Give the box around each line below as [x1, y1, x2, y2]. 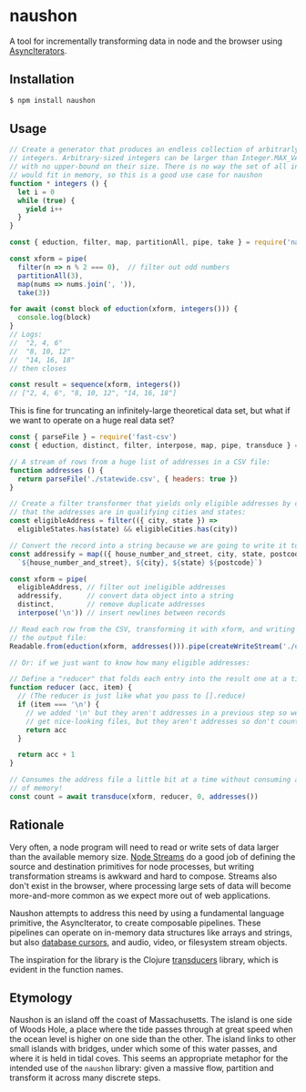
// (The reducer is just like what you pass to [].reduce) [17, 691, 247, 701]
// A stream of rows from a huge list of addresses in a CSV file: [9, 457, 271, 466]
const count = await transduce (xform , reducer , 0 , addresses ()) [9, 791, 259, 801]
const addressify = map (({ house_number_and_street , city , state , [9, 549, 267, 558]
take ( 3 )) [17, 288, 51, 297]
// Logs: [9, 330, 43, 340]
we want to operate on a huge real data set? [9, 415, 175, 426]
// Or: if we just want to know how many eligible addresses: [9, 658, 250, 668]
